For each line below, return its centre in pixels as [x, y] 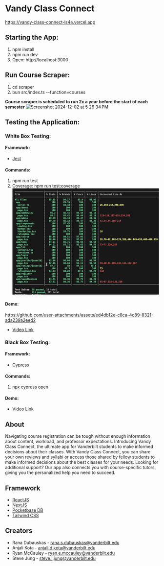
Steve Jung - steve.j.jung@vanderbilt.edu [54, 558]
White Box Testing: [28, 136]
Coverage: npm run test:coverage [46, 186]
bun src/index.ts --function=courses [49, 92]
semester [15, 107]
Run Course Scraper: [38, 75]
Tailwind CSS [25, 515]
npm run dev [25, 54]
